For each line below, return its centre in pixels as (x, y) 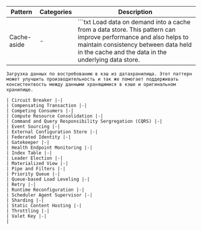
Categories (56, 12)
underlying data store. (109, 60)
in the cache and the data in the (122, 52)
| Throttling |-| (28, 211)
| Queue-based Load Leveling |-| (48, 179)
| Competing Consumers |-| (40, 111)
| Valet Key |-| (26, 216)
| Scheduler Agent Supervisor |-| (50, 195)
